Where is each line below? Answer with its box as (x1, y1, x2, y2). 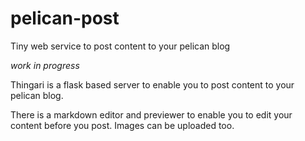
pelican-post (10, 7, 120, 30)
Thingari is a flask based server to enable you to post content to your (10, 78, 295, 91)
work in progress (10, 59, 80, 71)
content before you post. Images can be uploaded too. (10, 119, 235, 131)
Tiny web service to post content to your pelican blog (10, 40, 231, 52)
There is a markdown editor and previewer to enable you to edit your (10, 108, 293, 121)
